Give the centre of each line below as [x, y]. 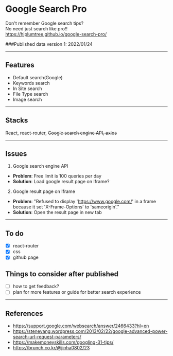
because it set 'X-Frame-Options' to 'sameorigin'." [66, 207]
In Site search [27, 88]
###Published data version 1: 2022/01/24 [49, 44]
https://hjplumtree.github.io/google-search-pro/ [56, 34]
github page [25, 257]
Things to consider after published [62, 274]
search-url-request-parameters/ [47, 337]
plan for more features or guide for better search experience [77, 292]
